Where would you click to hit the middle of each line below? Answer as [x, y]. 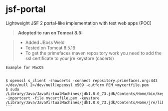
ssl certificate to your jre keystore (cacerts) [70, 58]
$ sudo [12, 89]
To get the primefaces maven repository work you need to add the [93, 53]
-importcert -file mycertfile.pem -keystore [53, 98]
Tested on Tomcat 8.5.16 [50, 47]
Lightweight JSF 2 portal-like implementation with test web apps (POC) [79, 23]
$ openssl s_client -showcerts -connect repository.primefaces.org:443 [82, 80]
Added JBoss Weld [45, 42]
